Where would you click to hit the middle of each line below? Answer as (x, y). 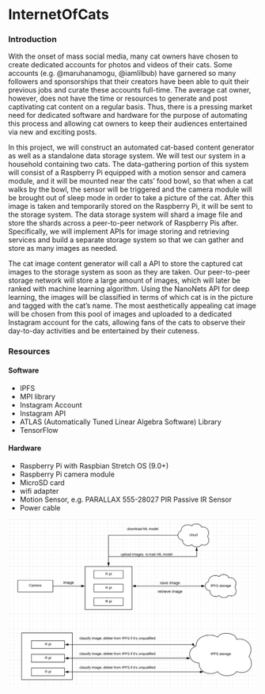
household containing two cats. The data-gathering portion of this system (129, 165)
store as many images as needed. (63, 248)
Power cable (40, 507)
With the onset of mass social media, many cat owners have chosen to (123, 56)
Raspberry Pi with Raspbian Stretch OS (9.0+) (94, 465)
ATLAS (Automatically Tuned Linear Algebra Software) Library (120, 422)
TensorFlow (39, 430)
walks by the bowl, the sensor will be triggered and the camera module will (130, 190)
